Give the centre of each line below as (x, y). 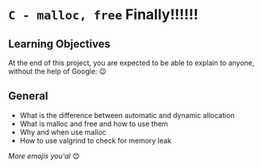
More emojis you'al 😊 (44, 155)
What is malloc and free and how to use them (94, 124)
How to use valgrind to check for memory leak (96, 140)
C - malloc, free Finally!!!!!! (103, 15)
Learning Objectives (60, 44)
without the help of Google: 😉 (58, 71)
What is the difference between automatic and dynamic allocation (127, 115)
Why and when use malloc (63, 132)
